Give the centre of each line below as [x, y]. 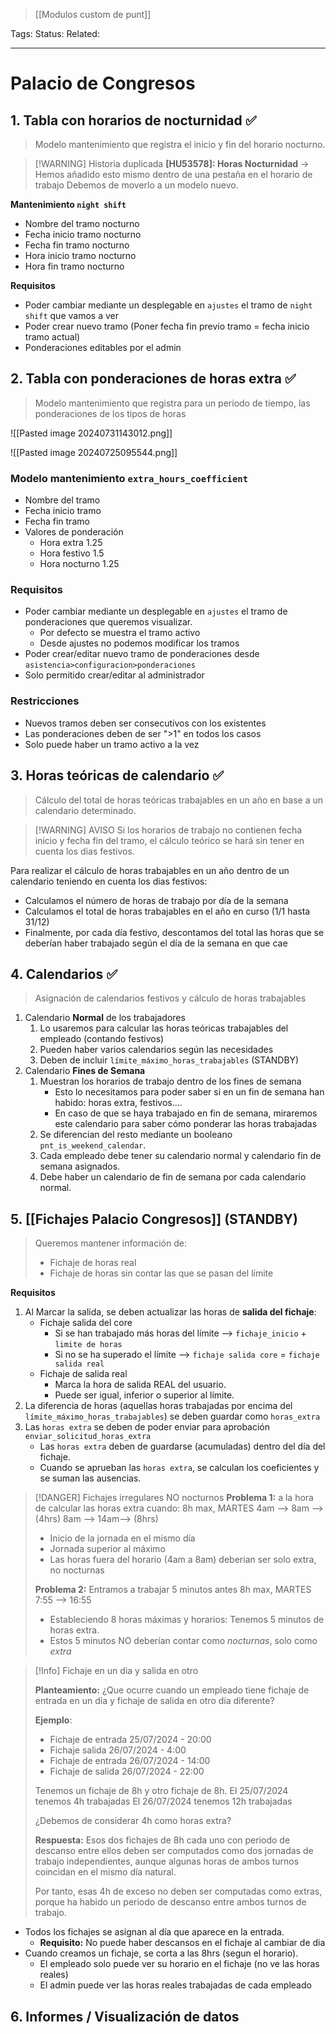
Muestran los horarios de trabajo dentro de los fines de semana [170, 1081]
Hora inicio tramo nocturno [80, 255]
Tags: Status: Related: [55, 33]
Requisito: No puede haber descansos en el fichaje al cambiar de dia [182, 1943]
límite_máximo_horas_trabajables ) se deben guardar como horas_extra [172, 1416]
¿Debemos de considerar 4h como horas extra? [133, 1821]
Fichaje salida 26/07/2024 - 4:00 [118, 1750]
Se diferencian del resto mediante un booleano [136, 1135]
